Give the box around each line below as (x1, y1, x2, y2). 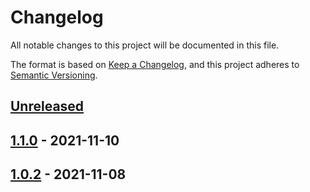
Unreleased (10, 98, 85, 115)
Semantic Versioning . (10, 69, 98, 81)
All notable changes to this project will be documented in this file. (10, 39, 280, 51)
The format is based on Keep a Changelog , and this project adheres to (10, 58, 300, 70)
